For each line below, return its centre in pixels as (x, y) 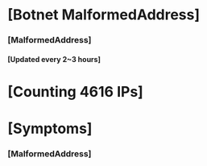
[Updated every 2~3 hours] (54, 59)
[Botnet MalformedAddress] (104, 15)
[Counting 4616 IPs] (76, 91)
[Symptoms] (50, 129)
